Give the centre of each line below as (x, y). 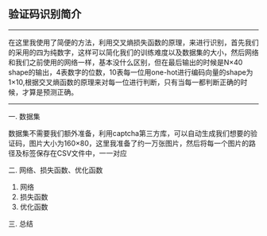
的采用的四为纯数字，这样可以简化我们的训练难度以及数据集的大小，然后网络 (133, 52)
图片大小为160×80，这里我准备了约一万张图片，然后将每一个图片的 (139, 143)
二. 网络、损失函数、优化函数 (56, 170)
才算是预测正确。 (50, 92)
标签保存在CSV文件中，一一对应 (74, 153)
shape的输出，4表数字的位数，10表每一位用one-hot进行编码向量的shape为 (131, 72)
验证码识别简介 (45, 14)
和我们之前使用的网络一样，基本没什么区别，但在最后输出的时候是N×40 (126, 62)
